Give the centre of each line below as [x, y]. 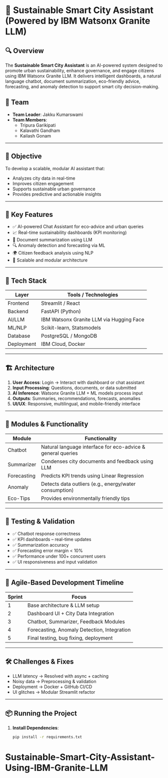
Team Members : [30, 119]
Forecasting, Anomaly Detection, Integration [79, 629]
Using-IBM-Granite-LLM [57, 768]
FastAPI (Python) [61, 312]
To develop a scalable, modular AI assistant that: [55, 168]
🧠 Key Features [29, 215]
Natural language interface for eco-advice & [93, 447]
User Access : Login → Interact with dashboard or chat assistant [78, 382]
